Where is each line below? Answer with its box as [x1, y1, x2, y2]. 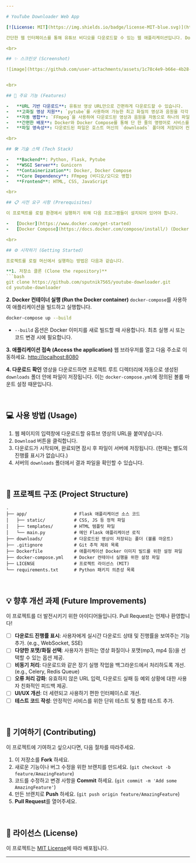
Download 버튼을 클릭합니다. [14, 437, 78, 444]
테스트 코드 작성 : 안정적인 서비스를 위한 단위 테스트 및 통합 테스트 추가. [14, 697, 174, 704]
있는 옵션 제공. [32, 654, 65, 661]
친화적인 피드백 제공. [20, 682, 68, 689]
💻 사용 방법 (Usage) [6, 411, 78, 421]
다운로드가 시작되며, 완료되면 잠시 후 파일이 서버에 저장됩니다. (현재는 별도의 [14, 444, 188, 451]
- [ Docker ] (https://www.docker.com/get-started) [6, 221, 132, 226]
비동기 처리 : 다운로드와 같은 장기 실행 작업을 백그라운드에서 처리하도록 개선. [14, 662, 185, 669]
